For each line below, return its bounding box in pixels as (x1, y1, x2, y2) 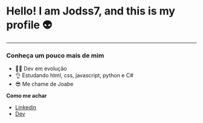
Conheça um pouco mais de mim (6, 51, 105, 60)
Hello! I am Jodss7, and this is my (6, 4, 175, 18)
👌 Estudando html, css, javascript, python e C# (14, 72, 134, 79)
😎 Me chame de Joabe (14, 80, 74, 88)
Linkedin (14, 104, 37, 111)
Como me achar (6, 92, 47, 99)
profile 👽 (6, 18, 53, 32)
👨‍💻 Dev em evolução (14, 65, 68, 72)
